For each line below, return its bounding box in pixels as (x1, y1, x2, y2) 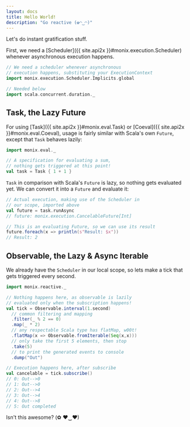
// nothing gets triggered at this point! (6, 163, 111, 169)
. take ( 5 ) (11, 344, 33, 350)
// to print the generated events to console (11, 349, 125, 355)
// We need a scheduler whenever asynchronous (6, 65, 122, 70)
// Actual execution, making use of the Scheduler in (6, 197, 140, 203)
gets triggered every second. (6, 273, 76, 279)
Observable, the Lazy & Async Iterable (6, 250, 149, 261)
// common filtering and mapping (11, 311, 93, 317)
